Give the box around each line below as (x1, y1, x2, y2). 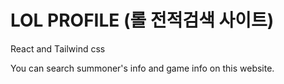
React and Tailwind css (10, 42, 106, 55)
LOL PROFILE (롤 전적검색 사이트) (10, 9, 275, 32)
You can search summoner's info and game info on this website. (10, 62, 275, 74)
